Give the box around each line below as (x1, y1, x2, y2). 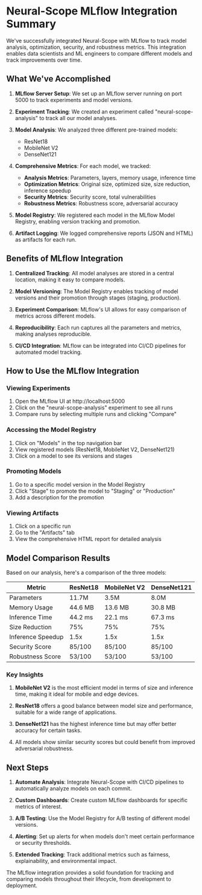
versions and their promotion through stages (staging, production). (14, 294, 181, 301)
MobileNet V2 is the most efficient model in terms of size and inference (14, 684, 194, 691)
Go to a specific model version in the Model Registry (14, 481, 146, 488)
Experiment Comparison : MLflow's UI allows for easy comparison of (14, 306, 187, 313)
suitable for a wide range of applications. (14, 708, 117, 716)
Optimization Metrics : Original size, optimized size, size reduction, (24, 180, 191, 188)
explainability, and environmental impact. (14, 858, 117, 865)
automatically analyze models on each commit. (14, 785, 132, 792)
